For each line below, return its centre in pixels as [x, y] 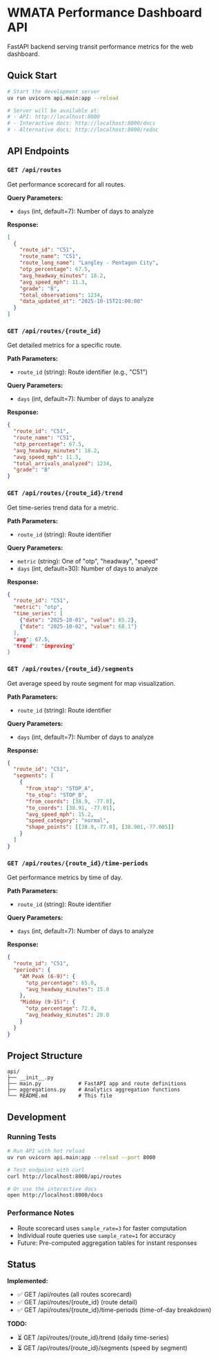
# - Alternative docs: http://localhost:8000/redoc [83, 130]
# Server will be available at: [53, 111]
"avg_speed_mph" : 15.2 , [60, 814]
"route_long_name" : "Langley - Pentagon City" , [89, 263]
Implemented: [28, 1281]
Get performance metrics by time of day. [65, 878]
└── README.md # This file [60, 1096]
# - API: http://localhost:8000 [53, 117]
